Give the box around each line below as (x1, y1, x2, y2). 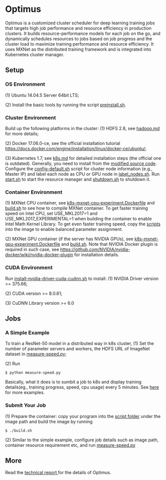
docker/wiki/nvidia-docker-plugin (5, 252, 73, 258)
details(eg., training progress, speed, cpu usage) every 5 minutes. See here (5, 384, 160, 390)
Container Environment (5, 189, 63, 196)
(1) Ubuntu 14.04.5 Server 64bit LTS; (5, 92, 79, 98)
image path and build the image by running (5, 418, 93, 424)
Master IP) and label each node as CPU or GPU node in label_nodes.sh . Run (5, 171, 160, 177)
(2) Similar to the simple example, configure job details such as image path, (5, 437, 159, 443)
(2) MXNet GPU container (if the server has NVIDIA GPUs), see (5, 236, 134, 242)
